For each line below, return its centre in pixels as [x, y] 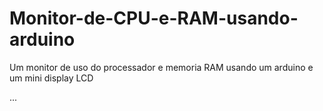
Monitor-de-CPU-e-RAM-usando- [154, 18]
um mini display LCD [51, 78]
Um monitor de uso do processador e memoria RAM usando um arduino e [161, 67]
